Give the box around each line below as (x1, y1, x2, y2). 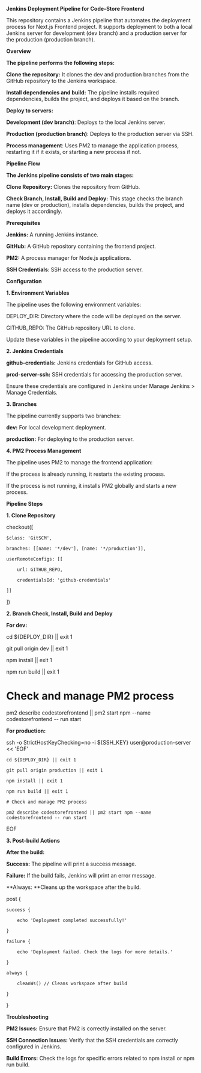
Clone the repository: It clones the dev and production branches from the (6, 71, 189, 78)
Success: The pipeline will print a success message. (6, 860, 137, 867)
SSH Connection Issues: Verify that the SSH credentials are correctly (6, 1036, 178, 1044)
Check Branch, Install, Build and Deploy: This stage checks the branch (6, 195, 183, 202)
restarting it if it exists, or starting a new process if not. (6, 149, 142, 155)
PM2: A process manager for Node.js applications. (6, 254, 131, 261)
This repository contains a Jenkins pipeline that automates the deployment (6, 17, 191, 23)
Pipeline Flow (6, 160, 41, 167)
